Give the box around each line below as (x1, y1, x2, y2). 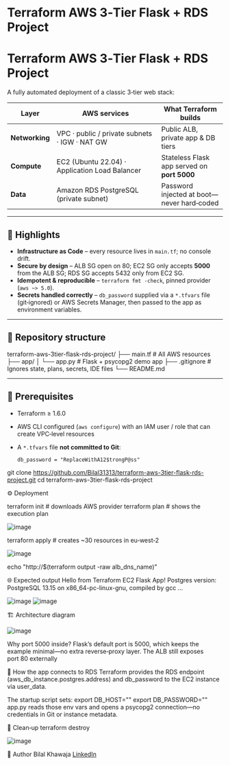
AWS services (81, 108, 129, 118)
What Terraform (163, 104, 218, 114)
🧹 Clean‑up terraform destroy (7, 723, 90, 731)
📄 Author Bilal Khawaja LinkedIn (7, 750, 97, 758)
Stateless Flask (161, 153, 210, 163)
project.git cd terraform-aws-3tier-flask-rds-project (7, 475, 153, 484)
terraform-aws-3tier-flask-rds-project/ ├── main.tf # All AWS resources (7, 350, 211, 358)
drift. (16, 254, 31, 262)
